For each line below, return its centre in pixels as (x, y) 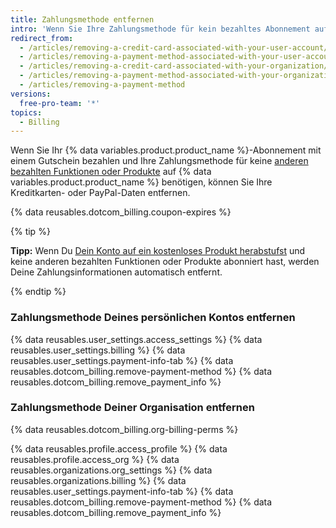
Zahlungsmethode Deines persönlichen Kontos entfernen (153, 318)
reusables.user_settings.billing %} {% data (98, 350)
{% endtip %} (38, 292)
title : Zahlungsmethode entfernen (82, 19)
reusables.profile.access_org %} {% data (95, 459)
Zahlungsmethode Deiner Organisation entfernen (132, 408)
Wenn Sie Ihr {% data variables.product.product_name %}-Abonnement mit (166, 150)
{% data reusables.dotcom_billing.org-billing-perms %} (124, 429)
